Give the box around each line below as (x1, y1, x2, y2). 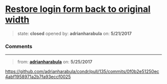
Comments (5, 43, 32, 50)
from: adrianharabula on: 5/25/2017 (17, 59, 93, 65)
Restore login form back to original (5, 3, 151, 15)
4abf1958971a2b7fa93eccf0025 (5, 74, 71, 80)
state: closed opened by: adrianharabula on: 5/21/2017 (17, 30, 132, 36)
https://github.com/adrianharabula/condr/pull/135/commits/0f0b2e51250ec (5, 69, 160, 75)
